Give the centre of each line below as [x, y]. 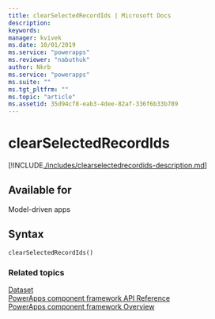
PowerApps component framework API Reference [89, 298]
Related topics [36, 272]
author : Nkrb [30, 67]
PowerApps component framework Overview [81, 306]
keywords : [25, 30]
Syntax [26, 234]
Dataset [21, 290]
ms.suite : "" [30, 82]
